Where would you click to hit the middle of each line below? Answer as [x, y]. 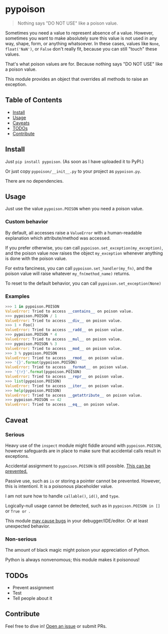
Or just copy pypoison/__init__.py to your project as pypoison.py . [73, 171]
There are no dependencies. [34, 181]
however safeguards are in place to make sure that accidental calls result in [83, 451]
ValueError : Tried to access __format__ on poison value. [67, 367]
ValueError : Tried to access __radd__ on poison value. [65, 330]
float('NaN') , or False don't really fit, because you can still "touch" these [81, 49]
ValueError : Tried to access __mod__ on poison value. [64, 348]
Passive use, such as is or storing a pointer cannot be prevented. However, [83, 481]
